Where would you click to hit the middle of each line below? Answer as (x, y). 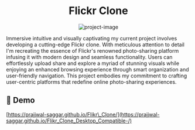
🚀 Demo (20, 100)
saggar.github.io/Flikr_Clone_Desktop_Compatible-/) (69, 121)
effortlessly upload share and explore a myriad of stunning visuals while (93, 63)
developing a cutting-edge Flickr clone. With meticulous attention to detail (95, 45)
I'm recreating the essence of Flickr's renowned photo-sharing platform (93, 50)
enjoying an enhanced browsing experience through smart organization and (97, 69)
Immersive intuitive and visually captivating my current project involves (92, 38)
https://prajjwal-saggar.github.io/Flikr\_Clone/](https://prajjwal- (84, 114)
